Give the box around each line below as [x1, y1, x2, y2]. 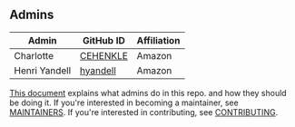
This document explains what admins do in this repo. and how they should [9, 87, 288, 98]
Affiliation [136, 34, 181, 46]
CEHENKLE [80, 49, 129, 62]
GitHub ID [82, 34, 125, 46]
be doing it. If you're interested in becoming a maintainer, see [9, 97, 239, 108]
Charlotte [14, 49, 54, 62]
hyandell [80, 63, 116, 76]
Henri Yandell [14, 63, 72, 76]
